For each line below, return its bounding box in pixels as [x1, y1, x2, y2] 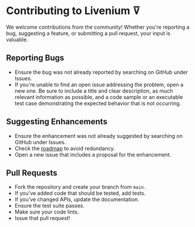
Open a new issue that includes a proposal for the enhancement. [14, 151, 172, 158]
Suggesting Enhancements [6, 117, 107, 127]
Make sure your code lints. [14, 208, 79, 215]
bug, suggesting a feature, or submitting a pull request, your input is [6, 29, 170, 36]
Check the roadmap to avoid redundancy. [14, 145, 116, 152]
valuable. [6, 36, 28, 43]
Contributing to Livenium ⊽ [6, 4, 140, 18]
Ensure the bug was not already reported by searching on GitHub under [14, 69, 189, 76]
